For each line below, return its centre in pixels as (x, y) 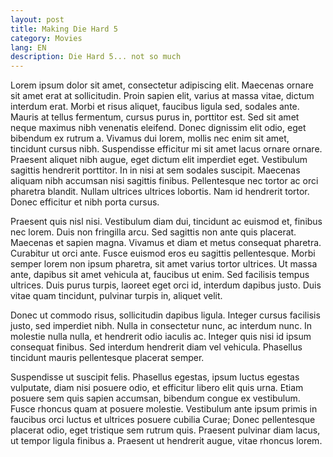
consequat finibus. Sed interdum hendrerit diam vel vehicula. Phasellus (156, 347)
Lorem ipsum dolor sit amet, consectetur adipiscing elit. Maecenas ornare (162, 85)
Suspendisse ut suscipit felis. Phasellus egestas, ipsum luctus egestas (155, 377)
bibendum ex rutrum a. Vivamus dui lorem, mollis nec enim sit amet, (150, 138)
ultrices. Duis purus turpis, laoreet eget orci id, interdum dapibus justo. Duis (166, 285)
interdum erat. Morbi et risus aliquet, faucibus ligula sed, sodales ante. (155, 107)
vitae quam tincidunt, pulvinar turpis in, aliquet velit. (116, 296)
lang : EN (28, 47)
